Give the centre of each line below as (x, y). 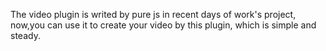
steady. (25, 35)
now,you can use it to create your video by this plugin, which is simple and (163, 25)
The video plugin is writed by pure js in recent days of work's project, (153, 14)
